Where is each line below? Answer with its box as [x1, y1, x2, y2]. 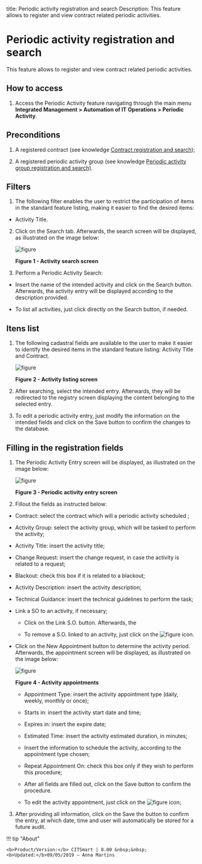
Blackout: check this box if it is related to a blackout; [15, 572, 145, 579]
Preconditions [6, 130, 60, 140]
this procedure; [24, 769, 62, 775]
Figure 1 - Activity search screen [15, 258, 99, 265]
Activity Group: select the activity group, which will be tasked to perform [15, 524, 196, 531]
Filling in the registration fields [6, 443, 124, 453]
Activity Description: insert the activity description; [15, 584, 142, 591]
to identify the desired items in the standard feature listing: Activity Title [15, 346, 194, 353]
